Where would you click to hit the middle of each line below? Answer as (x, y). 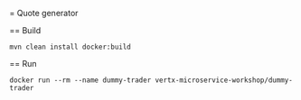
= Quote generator (44, 13)
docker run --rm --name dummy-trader (80, 80)
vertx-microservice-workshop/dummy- (224, 80)
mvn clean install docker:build (70, 47)
